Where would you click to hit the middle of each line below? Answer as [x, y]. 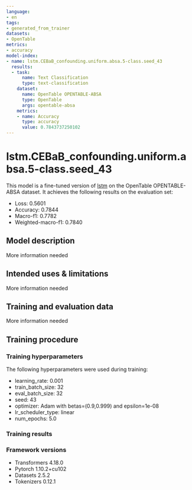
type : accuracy [40, 122]
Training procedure [42, 339]
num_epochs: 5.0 [36, 419]
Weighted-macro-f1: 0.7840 [48, 222]
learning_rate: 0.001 [39, 381]
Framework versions [36, 450]
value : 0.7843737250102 [51, 127]
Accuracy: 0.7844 [37, 209]
